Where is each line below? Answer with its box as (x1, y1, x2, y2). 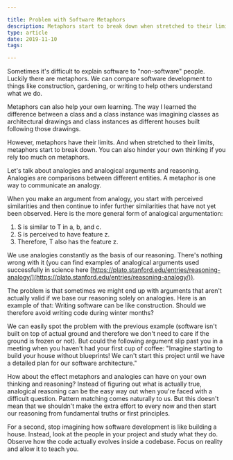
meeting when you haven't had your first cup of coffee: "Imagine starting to (7, 344, 223, 352)
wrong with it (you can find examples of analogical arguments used (7, 258, 200, 267)
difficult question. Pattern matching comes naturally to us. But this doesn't (7, 395, 219, 403)
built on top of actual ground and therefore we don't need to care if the (7, 330, 209, 338)
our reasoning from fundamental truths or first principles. (7, 409, 171, 418)
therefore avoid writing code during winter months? (7, 309, 154, 317)
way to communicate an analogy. (7, 181, 102, 189)
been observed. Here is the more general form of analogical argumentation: (7, 210, 223, 218)
